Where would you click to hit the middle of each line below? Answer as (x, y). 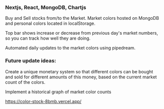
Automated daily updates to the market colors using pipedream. (70, 48)
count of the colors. (25, 82)
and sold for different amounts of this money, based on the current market (81, 77)
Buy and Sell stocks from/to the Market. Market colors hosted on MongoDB (82, 18)
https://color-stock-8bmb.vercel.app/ (43, 101)
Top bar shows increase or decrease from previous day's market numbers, (82, 33)
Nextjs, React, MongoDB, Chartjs (46, 7)
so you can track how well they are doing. (48, 38)
